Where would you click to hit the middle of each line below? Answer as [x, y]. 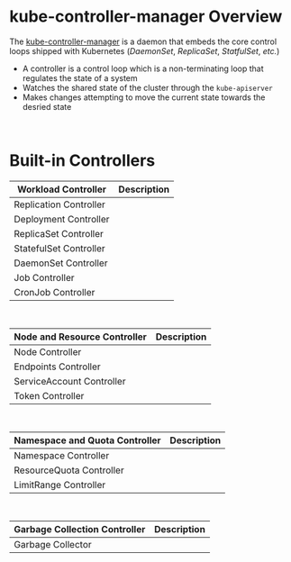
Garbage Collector [53, 544]
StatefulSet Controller [59, 248]
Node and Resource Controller [80, 337]
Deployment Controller [62, 219]
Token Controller [49, 395]
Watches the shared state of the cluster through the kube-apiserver [147, 87]
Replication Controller [60, 204]
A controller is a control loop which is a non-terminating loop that [143, 68]
